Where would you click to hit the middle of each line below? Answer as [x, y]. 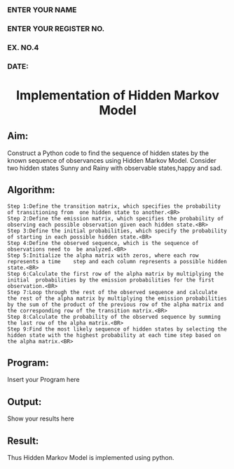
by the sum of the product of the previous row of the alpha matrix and [116, 304]
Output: [25, 402]
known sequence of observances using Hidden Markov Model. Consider [112, 160]
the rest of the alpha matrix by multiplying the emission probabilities [117, 298]
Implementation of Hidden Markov [118, 95]
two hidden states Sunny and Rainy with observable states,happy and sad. [115, 168]
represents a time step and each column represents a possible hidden [117, 261]
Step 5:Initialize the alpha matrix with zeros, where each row [103, 255]
